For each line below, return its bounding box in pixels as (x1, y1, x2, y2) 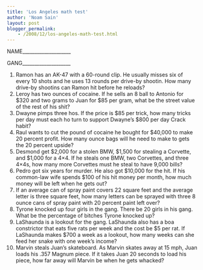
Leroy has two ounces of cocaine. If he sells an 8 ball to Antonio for (15, 90, 184, 98)
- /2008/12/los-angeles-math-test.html (18, 31, 118, 37)
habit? (15, 122, 31, 130)
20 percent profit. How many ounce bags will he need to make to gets (15, 135, 190, 142)
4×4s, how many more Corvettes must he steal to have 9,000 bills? (15, 161, 183, 168)
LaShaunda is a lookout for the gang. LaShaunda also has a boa (15, 218, 175, 226)
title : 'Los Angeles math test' (7, 8, 88, 15)
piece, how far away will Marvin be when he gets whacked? (15, 257, 165, 264)
